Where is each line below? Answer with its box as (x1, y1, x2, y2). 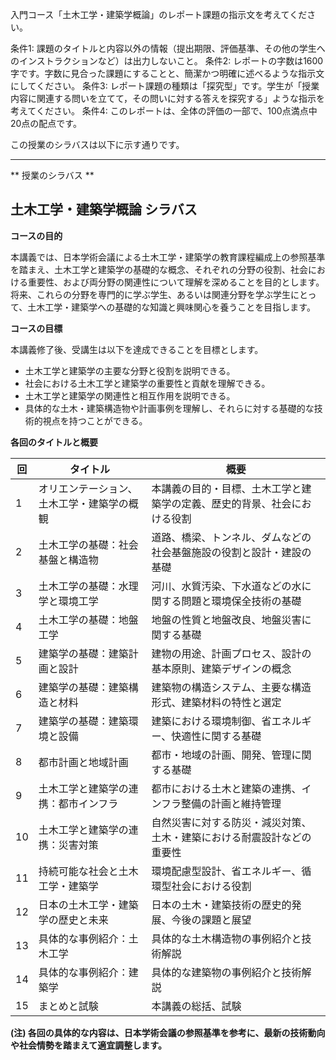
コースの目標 (10, 322, 63, 334)
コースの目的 (10, 229, 63, 242)
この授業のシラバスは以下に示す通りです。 (10, 139, 185, 150)
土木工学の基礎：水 (38, 579, 129, 593)
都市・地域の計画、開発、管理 (151, 748, 292, 762)
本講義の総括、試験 (151, 999, 242, 1013)
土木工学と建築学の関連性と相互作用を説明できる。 (24, 389, 236, 402)
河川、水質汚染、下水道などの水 (151, 579, 302, 593)
